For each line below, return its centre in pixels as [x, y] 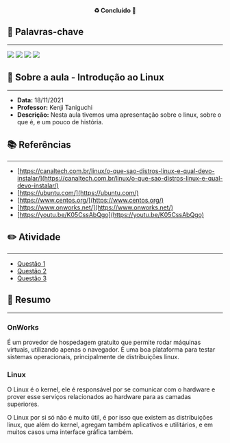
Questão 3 [31, 278]
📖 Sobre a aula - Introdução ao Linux [86, 77]
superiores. [23, 404]
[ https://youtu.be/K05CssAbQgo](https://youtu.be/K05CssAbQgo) [110, 215]
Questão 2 [31, 271]
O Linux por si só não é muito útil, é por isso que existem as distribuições [110, 418]
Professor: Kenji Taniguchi [55, 108]
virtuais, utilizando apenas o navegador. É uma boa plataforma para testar [111, 349]
